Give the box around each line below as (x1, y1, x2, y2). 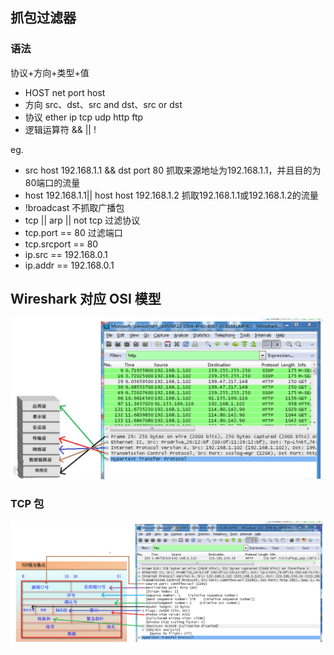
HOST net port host (24, 86, 106, 98)
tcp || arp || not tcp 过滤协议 (24, 214, 141, 226)
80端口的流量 (24, 176, 81, 188)
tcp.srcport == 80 (24, 238, 99, 250)
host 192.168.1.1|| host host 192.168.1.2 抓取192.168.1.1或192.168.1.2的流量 (24, 189, 319, 201)
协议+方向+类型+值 (10, 66, 90, 78)
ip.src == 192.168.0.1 (24, 248, 108, 260)
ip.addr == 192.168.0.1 (24, 259, 115, 271)
